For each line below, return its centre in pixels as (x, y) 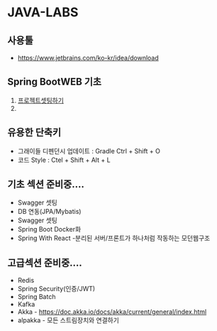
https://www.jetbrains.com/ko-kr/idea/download (88, 58)
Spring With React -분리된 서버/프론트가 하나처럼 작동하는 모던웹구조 (114, 238)
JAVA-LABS (43, 12)
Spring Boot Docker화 (49, 229)
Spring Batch (37, 297)
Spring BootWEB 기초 (54, 82)
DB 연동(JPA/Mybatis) (49, 212)
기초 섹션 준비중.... (46, 184)
